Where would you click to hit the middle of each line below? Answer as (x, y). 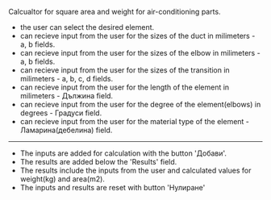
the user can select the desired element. (87, 27)
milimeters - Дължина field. (67, 96)
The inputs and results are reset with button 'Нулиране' (113, 187)
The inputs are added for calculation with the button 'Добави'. (123, 153)
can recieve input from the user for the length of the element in (125, 87)
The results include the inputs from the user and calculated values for (135, 170)
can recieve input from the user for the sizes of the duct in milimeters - (138, 36)
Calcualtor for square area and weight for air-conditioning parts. (115, 12)
